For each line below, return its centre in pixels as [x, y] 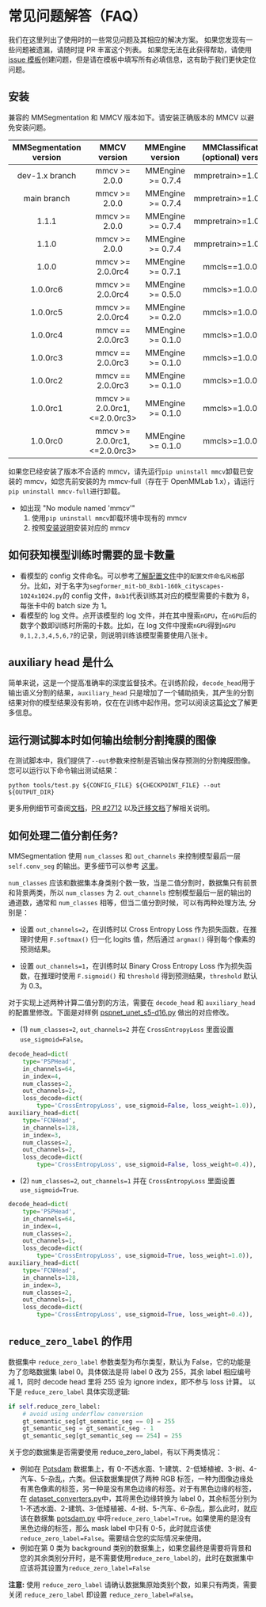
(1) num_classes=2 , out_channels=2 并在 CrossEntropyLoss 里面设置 [127, 1029]
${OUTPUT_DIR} [32, 793]
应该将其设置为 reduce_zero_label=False [85, 1568]
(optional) [220, 157]
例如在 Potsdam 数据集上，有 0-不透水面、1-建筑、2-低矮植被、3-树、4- [138, 1469]
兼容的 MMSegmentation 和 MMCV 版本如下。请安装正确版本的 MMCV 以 [128, 117]
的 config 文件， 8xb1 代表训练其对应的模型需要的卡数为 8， [158, 596]
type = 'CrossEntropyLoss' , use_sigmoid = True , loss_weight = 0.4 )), [145, 1315]
